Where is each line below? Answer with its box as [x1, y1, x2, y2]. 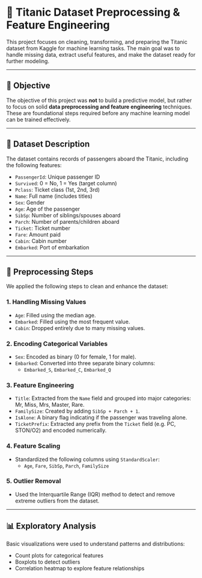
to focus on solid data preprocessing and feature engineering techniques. [6, 103, 192, 110]
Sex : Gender [14, 198, 45, 206]
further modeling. [6, 57, 50, 65]
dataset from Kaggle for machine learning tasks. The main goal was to [6, 45, 180, 52]
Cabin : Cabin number [14, 237, 67, 244]
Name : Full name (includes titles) [14, 192, 93, 200]
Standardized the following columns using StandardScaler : [14, 456, 160, 463]
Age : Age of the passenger [14, 205, 80, 212]
